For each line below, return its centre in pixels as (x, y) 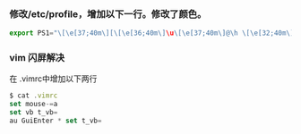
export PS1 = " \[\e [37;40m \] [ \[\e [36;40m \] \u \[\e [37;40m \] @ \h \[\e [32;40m (148, 33)
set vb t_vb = (34, 113)
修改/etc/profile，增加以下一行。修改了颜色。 (108, 13)
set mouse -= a (34, 105)
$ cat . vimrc (34, 96)
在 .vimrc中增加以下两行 (53, 79)
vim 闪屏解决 (37, 58)
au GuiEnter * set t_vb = (56, 121)
